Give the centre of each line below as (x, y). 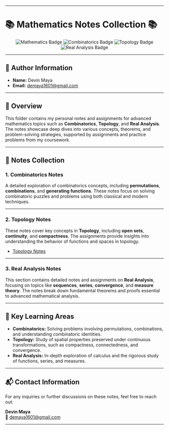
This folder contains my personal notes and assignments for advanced (78, 118)
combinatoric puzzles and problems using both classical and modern (77, 196)
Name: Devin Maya (32, 80)
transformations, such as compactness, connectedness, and (75, 345)
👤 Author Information (39, 68)
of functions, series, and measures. (49, 361)
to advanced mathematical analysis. (42, 296)
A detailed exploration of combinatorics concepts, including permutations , (83, 186)
